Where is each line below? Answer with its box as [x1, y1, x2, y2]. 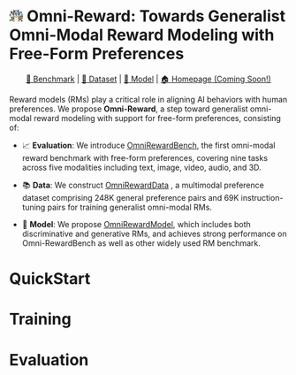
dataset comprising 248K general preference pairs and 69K [21, 192, 239, 203]
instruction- [240, 192, 284, 203]
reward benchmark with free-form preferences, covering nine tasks [21, 152, 268, 163]
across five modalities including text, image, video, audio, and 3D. [21, 162, 262, 172]
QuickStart [9, 269, 91, 289]
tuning [21, 202, 46, 212]
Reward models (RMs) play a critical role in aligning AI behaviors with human [9, 94, 288, 104]
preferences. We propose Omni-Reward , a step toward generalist [9, 103, 249, 114]
